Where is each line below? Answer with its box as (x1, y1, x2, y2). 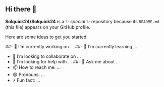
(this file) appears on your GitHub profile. (5, 24, 91, 30)
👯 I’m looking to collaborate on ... (12, 53, 81, 59)
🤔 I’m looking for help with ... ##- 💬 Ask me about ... (12, 58, 120, 64)
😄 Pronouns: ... (12, 71, 45, 77)
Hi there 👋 (5, 5, 37, 14)
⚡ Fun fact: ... (12, 77, 40, 83)
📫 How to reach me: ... (12, 64, 61, 70)
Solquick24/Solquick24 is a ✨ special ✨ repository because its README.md (5, 18, 159, 24)
